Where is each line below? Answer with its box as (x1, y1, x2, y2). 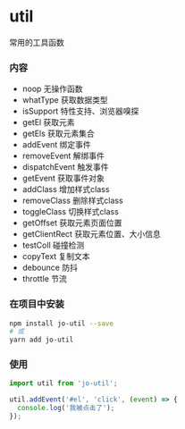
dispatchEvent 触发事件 (21, 162, 109, 172)
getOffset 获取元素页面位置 (21, 217, 122, 229)
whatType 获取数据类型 (21, 95, 109, 105)
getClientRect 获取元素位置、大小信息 (21, 229, 161, 240)
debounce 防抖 (21, 262, 79, 273)
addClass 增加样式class (21, 184, 110, 195)
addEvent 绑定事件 (21, 139, 91, 150)
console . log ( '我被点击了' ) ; (17, 404, 115, 413)
